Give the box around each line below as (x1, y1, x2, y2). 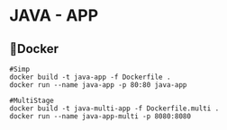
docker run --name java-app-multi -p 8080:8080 (9, 112, 192, 121)
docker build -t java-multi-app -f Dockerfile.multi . (9, 104, 220, 113)
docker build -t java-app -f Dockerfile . (9, 73, 171, 82)
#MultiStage (9, 96, 54, 105)
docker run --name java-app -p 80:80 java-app (9, 81, 187, 90)
